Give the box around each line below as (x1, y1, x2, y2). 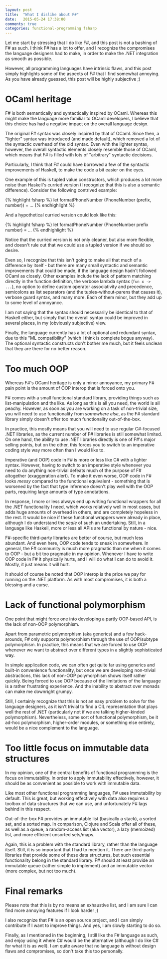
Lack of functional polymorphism (5, 599, 146, 611)
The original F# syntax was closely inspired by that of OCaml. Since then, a (5, 131, 160, 137)
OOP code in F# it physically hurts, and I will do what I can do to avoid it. (5, 556, 154, 562)
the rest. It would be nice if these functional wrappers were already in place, (5, 515, 162, 520)
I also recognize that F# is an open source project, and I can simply (5, 917, 143, 923)
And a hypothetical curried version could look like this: (5, 212, 117, 218)
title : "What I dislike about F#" (5, 12, 79, 17)
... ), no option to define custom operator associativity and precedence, (5, 284, 154, 290)
